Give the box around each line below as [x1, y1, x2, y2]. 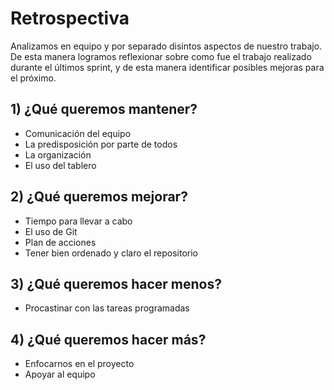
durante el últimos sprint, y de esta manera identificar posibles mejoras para [10, 61, 325, 73]
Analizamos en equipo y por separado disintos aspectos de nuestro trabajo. [10, 40, 323, 52]
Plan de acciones [24, 236, 97, 248]
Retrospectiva [10, 7, 130, 30]
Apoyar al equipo [24, 368, 96, 381]
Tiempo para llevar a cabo [24, 215, 133, 227]
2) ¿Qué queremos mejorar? [10, 188, 188, 206]
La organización [24, 148, 92, 161]
